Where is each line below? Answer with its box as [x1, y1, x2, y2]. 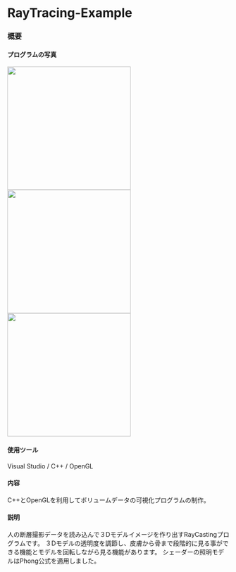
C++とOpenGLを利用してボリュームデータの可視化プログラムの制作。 [7, 495, 210, 504]
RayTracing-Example [7, 5, 132, 21]
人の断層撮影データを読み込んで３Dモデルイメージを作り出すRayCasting [7, 530, 217, 538]
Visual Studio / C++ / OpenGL [7, 461, 94, 470]
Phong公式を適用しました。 [19, 557, 101, 565]
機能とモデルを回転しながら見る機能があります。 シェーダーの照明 [19, 547, 213, 556]
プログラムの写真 [7, 50, 57, 58]
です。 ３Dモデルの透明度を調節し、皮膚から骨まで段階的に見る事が [25, 539, 223, 547]
